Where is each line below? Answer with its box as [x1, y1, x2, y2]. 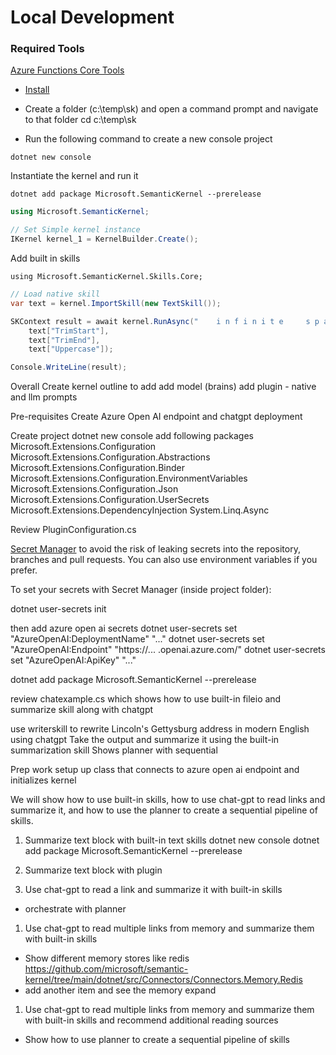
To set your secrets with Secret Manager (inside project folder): [10, 584, 272, 596]
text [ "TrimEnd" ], [28, 335, 101, 345]
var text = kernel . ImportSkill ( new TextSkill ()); [10, 298, 222, 308]
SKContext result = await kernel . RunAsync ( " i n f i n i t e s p [10, 316, 320, 326]
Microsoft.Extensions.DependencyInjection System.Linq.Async [10, 504, 270, 516]
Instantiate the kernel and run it [10, 170, 139, 182]
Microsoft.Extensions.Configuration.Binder [10, 462, 185, 474]
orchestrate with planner [24, 903, 127, 915]
